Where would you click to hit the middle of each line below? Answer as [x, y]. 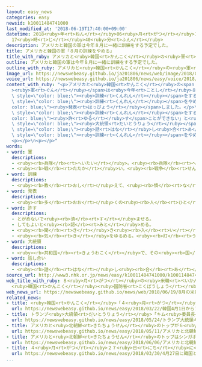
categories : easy [28, 17]
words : [14, 146]
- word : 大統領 [24, 242]
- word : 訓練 [22, 174]
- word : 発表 [22, 191]
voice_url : [20, 79]
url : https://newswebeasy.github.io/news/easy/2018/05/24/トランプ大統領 [103, 320]
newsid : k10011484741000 [37, 23]
